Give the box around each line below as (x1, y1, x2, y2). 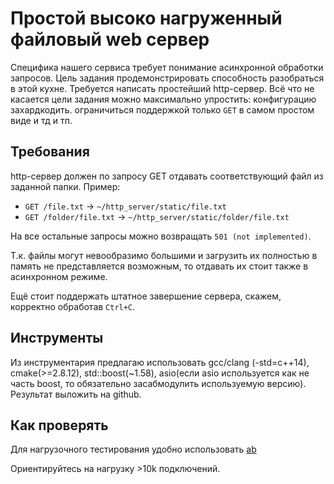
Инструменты (10, 330, 104, 347)
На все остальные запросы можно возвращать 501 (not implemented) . (10, 230, 312, 242)
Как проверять (10, 417, 109, 434)
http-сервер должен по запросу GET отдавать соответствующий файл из (10, 170, 324, 182)
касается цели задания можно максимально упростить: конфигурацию (10, 93, 317, 105)
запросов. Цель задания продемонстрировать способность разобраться (10, 72, 325, 84)
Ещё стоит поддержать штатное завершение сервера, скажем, (10, 290, 282, 302)
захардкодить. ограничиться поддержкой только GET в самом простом (10, 103, 315, 116)
